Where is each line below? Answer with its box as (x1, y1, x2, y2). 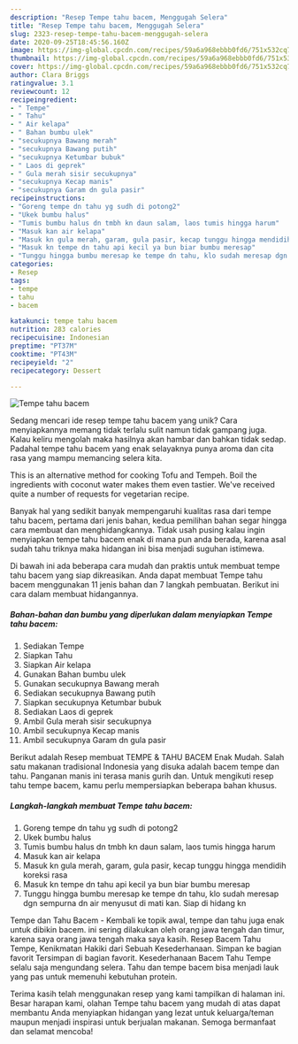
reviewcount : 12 (10, 87, 70, 96)
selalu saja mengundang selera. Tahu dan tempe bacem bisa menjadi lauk (10, 962, 279, 973)
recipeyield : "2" (10, 357, 74, 367)
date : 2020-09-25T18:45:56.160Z (10, 37, 129, 47)
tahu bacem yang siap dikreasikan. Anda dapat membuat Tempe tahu (10, 570, 264, 580)
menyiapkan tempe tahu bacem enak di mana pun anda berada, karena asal (10, 534, 287, 545)
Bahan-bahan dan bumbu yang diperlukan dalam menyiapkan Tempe (10, 609, 273, 619)
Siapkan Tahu (22, 650, 73, 661)
